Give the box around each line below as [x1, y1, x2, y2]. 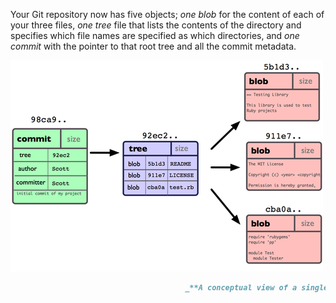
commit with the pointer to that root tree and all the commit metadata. [10, 40, 297, 52]
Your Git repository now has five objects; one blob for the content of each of [10, 9, 325, 20]
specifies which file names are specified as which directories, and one [10, 30, 300, 41]
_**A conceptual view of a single [184, 283, 329, 293]
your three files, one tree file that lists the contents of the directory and [10, 19, 302, 31]
